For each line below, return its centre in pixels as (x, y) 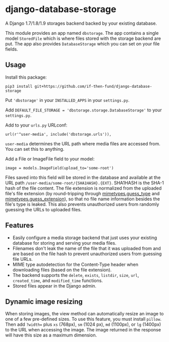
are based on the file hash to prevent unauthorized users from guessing (87, 254)
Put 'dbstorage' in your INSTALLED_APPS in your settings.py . (67, 100)
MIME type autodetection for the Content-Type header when (75, 264)
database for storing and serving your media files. (64, 243)
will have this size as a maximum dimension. (51, 335)
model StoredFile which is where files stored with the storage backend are (83, 38)
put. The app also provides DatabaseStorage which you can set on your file (82, 43)
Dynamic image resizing (44, 301)
